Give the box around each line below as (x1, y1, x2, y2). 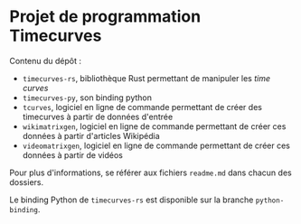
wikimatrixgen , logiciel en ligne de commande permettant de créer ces (22, 120, 287, 132)
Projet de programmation (9, 6, 202, 27)
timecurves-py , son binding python (22, 92, 152, 103)
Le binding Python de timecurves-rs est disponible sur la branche (9, 194, 254, 205)
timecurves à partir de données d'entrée (22, 111, 174, 122)
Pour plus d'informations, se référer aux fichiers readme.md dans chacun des (9, 167, 292, 178)
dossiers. (9, 176, 43, 187)
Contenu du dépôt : (9, 55, 82, 66)
